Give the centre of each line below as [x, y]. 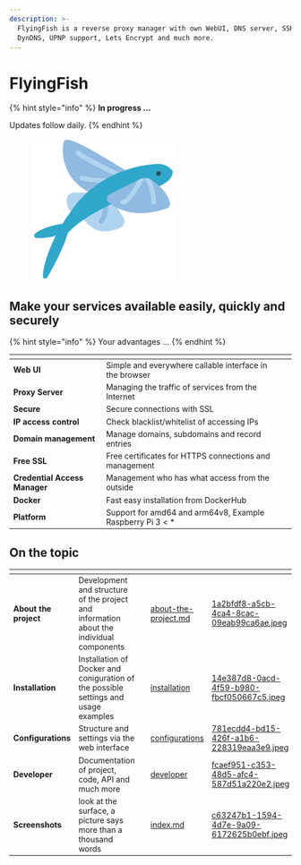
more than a [100, 829]
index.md [168, 825]
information [99, 618]
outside [120, 487]
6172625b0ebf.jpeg [250, 835]
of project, [97, 769]
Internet [120, 397]
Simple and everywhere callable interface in [187, 365]
